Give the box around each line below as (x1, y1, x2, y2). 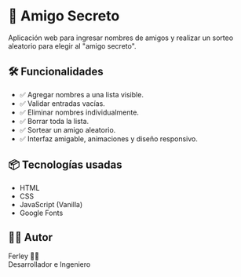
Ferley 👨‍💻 (8, 251, 39, 261)
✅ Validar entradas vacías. (19, 98, 106, 108)
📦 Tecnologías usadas (8, 159, 122, 172)
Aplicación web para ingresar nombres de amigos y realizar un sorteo (8, 33, 234, 42)
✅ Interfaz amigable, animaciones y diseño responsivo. (19, 133, 199, 144)
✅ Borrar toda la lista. (19, 116, 89, 126)
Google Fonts (19, 208, 64, 217)
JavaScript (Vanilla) (19, 199, 83, 209)
